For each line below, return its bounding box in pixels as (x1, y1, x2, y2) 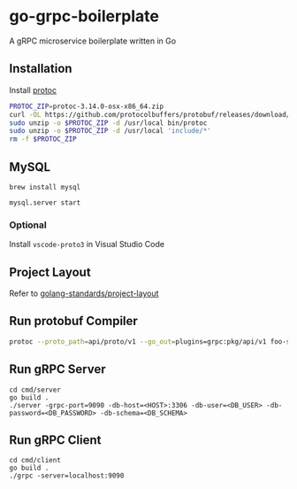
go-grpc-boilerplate (9, 6, 159, 27)
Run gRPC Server (9, 361, 106, 377)
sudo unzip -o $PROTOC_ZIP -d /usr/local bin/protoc (9, 118, 208, 128)
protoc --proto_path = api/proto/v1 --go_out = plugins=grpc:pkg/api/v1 (9, 337, 267, 346)
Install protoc (9, 84, 57, 95)
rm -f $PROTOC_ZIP (9, 135, 77, 144)
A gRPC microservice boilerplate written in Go (9, 35, 177, 46)
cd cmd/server (9, 385, 62, 394)
